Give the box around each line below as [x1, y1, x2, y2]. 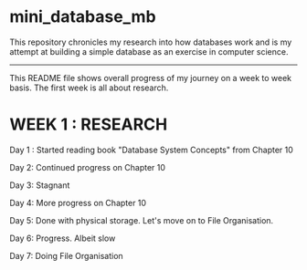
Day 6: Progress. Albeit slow [9, 233, 116, 244]
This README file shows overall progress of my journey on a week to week [9, 72, 292, 83]
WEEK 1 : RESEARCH [9, 114, 168, 135]
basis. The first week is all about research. [9, 82, 169, 93]
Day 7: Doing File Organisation [9, 250, 123, 261]
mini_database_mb [9, 6, 157, 27]
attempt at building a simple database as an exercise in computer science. [9, 46, 289, 57]
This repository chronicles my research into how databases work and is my [9, 36, 292, 47]
